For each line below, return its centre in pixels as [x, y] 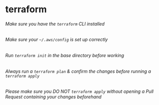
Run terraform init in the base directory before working [65, 55]
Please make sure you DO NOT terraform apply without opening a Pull [80, 91]
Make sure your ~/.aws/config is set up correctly [57, 40]
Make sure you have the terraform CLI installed [55, 23]
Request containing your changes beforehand [53, 97]
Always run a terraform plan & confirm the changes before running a [78, 71]
